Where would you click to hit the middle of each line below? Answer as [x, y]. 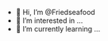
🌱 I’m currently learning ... [58, 29]
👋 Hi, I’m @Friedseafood [55, 12]
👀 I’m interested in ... [49, 20]
